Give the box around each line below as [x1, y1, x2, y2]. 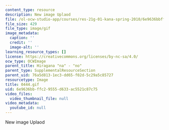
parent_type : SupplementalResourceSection [5, 68, 96, 73]
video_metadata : [5, 101, 39, 106]
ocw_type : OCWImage [5, 59, 46, 64]
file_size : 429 [5, 21, 37, 27]
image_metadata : [5, 31, 39, 36]
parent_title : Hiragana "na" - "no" [5, 63, 82, 68]
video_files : [5, 91, 33, 96]
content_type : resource [5, 7, 55, 13]
